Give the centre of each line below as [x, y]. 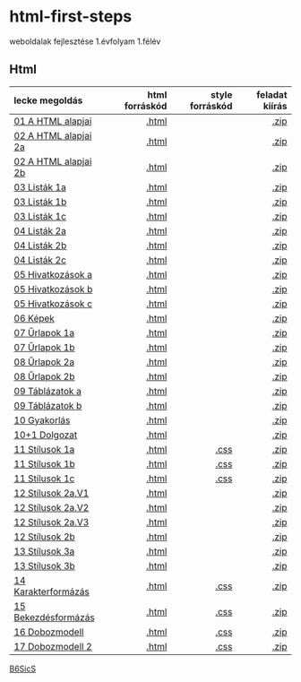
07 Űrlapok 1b [44, 347]
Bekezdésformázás [55, 617]
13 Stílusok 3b [45, 565]
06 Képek [34, 318]
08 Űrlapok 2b [44, 376]
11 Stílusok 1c [44, 479]
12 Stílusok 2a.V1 [52, 493]
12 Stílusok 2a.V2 [52, 507]
